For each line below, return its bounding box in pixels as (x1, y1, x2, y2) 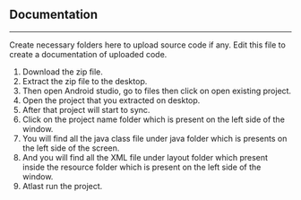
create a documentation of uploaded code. (9, 48, 168, 59)
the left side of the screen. (21, 143, 120, 153)
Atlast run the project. (21, 180, 103, 191)
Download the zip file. (21, 66, 103, 77)
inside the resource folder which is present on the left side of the (21, 161, 262, 172)
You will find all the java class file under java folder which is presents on (21, 133, 288, 143)
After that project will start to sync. (21, 104, 150, 115)
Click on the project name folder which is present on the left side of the (21, 114, 285, 125)
